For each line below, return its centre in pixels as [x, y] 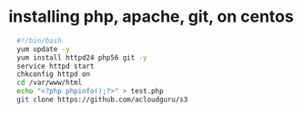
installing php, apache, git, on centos [151, 17]
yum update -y [43, 49]
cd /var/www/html [50, 83]
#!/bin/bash [40, 41]
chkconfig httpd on [54, 74]
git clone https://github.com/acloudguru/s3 [102, 100]
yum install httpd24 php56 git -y [82, 57]
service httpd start [56, 66]
